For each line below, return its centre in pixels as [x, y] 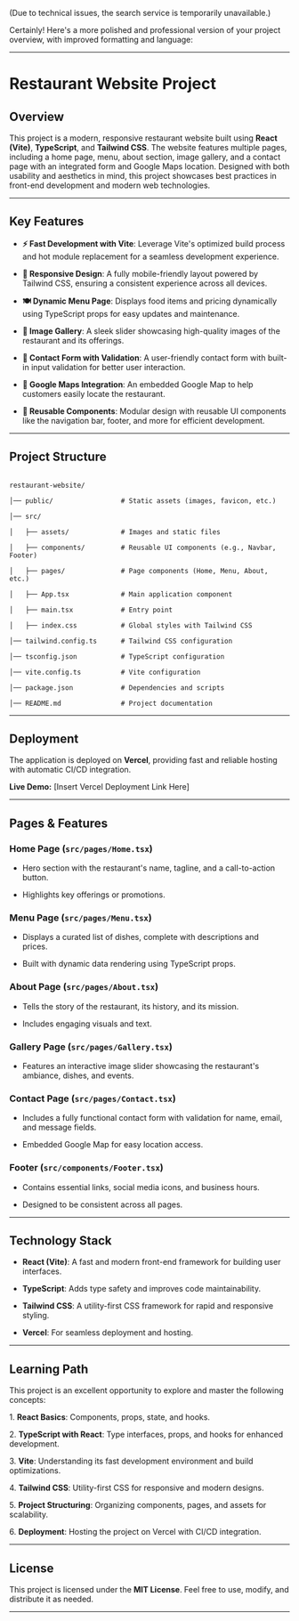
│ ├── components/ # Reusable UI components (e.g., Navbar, [143, 547]
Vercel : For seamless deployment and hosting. [108, 1333]
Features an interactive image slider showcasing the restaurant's [141, 1066]
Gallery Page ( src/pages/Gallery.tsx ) [91, 1047]
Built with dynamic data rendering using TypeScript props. [129, 964]
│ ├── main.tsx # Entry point [91, 610]
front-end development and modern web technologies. [110, 185]
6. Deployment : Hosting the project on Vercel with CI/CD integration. [135, 1532]
